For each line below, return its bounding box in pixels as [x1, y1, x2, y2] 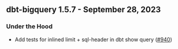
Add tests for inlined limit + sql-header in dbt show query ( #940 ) [14, 35, 173, 43]
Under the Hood [6, 22, 53, 31]
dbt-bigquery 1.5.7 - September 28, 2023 [6, 5, 161, 15]
